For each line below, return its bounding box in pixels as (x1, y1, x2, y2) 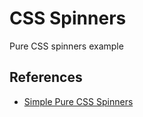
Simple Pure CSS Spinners (23, 95, 134, 107)
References (9, 69, 83, 86)
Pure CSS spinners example (9, 40, 124, 52)
